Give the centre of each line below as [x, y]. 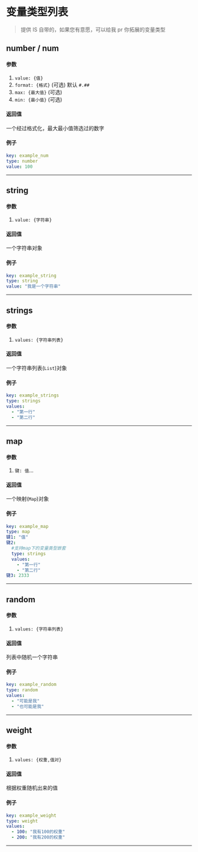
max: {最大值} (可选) [38, 92]
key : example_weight [32, 815]
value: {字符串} [33, 220]
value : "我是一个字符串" [33, 286]
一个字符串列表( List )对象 [37, 368]
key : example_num [27, 156]
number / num [33, 49]
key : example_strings [33, 395]
